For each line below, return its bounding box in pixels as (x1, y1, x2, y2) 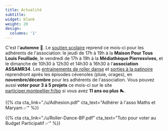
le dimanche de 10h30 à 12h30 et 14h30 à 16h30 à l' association (5, 61, 138, 67)
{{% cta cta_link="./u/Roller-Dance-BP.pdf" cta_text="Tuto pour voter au (5, 115, 156, 121)
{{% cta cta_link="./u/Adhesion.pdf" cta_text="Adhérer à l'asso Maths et (5, 99, 156, 105)
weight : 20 (5, 21, 28, 27)
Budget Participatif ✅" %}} (5, 120, 61, 126)
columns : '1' (10, 31, 37, 36)
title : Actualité (5, 7, 42, 13)
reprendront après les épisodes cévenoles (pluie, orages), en (5, 72, 133, 77)
